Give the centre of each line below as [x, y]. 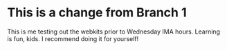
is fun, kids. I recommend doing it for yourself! [73, 38]
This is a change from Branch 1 [97, 13]
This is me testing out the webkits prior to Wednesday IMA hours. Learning [113, 32]
